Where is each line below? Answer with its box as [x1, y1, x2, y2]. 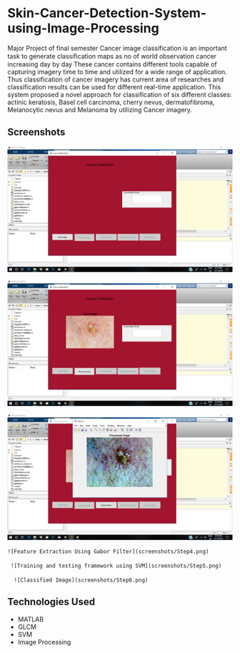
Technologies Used [7, 596, 95, 608]
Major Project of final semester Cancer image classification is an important [7, 44, 227, 52]
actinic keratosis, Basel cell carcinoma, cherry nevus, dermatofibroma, [7, 98, 215, 106]
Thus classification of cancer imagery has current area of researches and [7, 75, 224, 84]
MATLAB [17, 614, 44, 623]
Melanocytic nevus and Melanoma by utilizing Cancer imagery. [7, 105, 193, 114]
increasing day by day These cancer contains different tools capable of [7, 59, 218, 69]
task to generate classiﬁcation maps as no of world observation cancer [7, 51, 216, 60]
